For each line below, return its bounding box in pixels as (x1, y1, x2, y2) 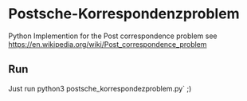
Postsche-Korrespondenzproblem (8, 5, 241, 23)
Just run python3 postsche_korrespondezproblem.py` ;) (8, 84, 192, 93)
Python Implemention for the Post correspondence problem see (8, 31, 218, 41)
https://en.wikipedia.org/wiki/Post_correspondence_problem (8, 39, 207, 49)
